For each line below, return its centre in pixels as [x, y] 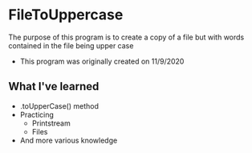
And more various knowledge [69, 140]
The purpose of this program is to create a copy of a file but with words [126, 37]
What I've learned [54, 87]
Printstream [51, 123]
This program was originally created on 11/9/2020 [102, 61]
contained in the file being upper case [71, 45]
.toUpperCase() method [59, 105]
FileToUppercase [66, 15]
